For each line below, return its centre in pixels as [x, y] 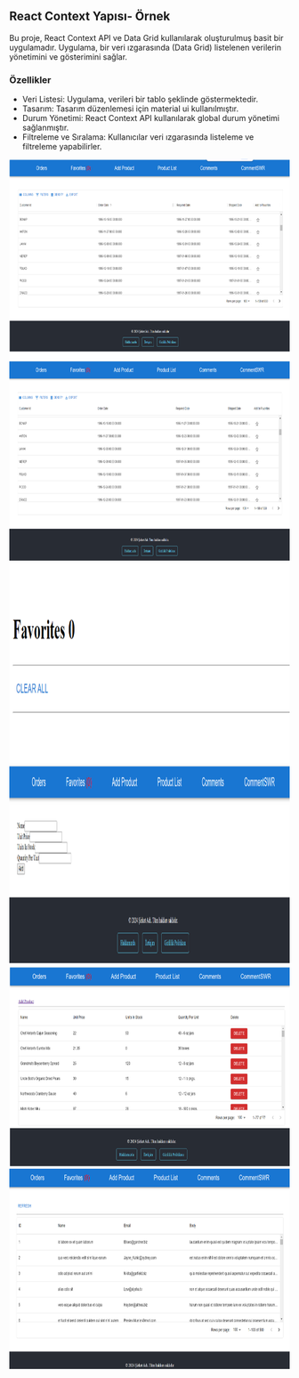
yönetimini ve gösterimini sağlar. [68, 57]
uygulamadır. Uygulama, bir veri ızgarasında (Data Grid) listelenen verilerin [145, 47]
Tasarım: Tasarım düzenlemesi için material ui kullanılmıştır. [130, 109]
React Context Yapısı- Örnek [90, 16]
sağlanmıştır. [45, 128]
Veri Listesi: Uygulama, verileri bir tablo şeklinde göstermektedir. [140, 100]
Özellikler [30, 79]
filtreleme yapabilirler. [62, 147]
